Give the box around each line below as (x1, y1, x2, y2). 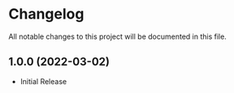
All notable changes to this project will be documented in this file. (8, 32, 227, 41)
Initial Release (19, 76, 67, 86)
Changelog (8, 5, 84, 23)
